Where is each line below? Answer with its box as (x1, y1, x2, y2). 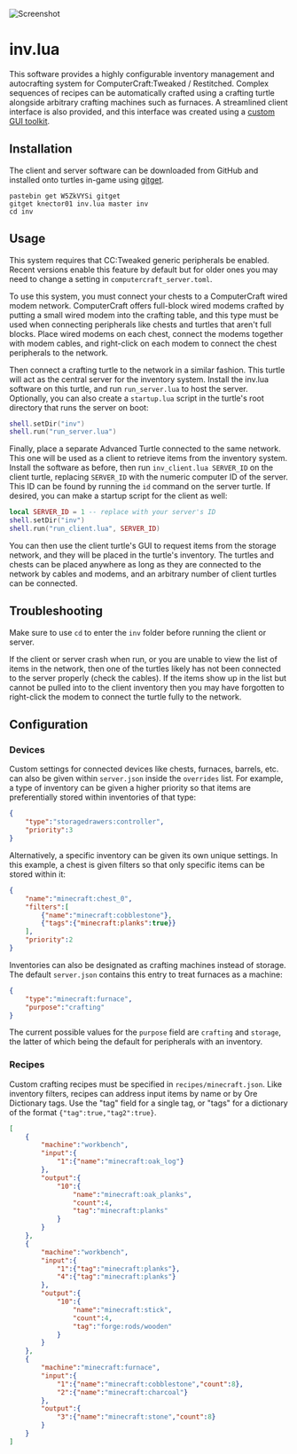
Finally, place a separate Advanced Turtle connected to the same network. (9, 443, 281, 454)
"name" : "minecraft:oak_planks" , (72, 1190, 192, 1199)
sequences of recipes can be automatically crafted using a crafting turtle (9, 87, 275, 98)
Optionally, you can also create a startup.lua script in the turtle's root (9, 393, 264, 403)
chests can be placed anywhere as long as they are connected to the (9, 559, 262, 569)
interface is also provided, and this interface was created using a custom (9, 106, 275, 117)
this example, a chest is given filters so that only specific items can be (9, 859, 265, 870)
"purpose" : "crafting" (25, 1003, 105, 1012)
